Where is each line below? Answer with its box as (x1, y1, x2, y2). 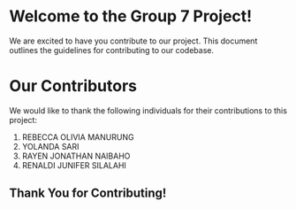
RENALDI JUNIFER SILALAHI (21, 159, 126, 170)
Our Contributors (9, 76, 138, 97)
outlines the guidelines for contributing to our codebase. (9, 44, 215, 55)
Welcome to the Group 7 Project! (9, 6, 253, 27)
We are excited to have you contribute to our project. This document (9, 35, 258, 46)
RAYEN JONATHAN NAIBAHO (21, 151, 131, 161)
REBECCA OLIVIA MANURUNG (21, 131, 134, 143)
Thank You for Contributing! (9, 186, 167, 201)
